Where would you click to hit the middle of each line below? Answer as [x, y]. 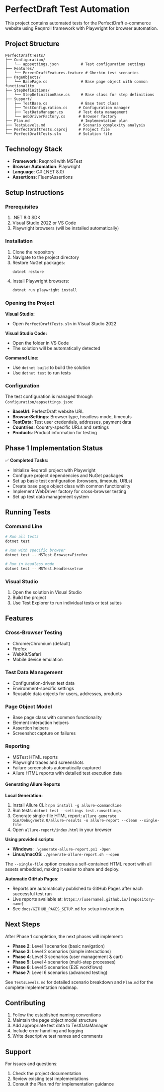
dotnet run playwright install [45, 290]
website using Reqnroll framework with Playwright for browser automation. [82, 28]
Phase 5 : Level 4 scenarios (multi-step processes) [64, 962]
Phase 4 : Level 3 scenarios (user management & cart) [68, 957]
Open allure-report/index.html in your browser [62, 830]
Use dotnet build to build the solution [51, 367]
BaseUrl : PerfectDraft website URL [48, 411]
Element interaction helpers [41, 723]
